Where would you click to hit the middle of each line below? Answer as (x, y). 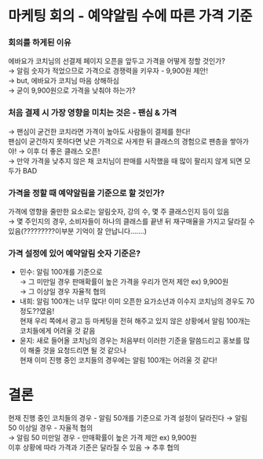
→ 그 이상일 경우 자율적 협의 (62, 292)
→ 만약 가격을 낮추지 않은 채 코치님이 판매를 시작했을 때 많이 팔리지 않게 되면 (125, 161)
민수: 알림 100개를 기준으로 (61, 272)
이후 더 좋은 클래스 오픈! (64, 151)
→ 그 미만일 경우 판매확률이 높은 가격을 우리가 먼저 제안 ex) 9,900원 (124, 282)
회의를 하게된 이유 (40, 42)
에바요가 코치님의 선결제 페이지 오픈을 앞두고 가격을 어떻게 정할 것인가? (117, 61)
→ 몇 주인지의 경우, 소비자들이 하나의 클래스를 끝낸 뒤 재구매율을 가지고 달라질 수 (131, 221)
